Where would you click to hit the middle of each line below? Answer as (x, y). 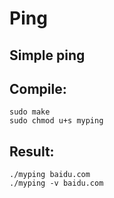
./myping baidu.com (50, 175)
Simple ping (47, 55)
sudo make (30, 112)
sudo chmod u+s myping (56, 121)
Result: (32, 151)
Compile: (38, 88)
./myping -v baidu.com (56, 183)
